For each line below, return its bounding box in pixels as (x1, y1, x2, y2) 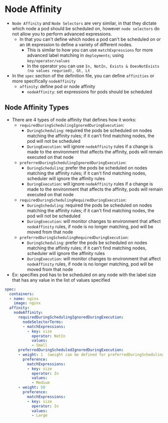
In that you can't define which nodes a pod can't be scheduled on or (19, 36, 161, 42)
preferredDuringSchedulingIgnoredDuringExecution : (19, 159, 127, 165)
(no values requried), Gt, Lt (27, 68, 90, 73)
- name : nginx (9, 296, 39, 301)
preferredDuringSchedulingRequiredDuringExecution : (19, 234, 129, 240)
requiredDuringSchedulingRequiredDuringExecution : (19, 197, 127, 203)
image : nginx (14, 301, 41, 306)
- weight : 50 (18, 385, 46, 390)
